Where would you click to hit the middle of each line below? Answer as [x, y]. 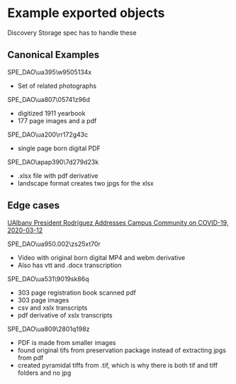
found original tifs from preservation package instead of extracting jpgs [122, 350]
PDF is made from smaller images [67, 342]
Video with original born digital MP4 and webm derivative [101, 257]
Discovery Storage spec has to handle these [72, 33]
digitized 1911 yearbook [51, 113]
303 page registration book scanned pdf [77, 293]
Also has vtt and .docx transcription [69, 265]
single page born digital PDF [59, 148]
